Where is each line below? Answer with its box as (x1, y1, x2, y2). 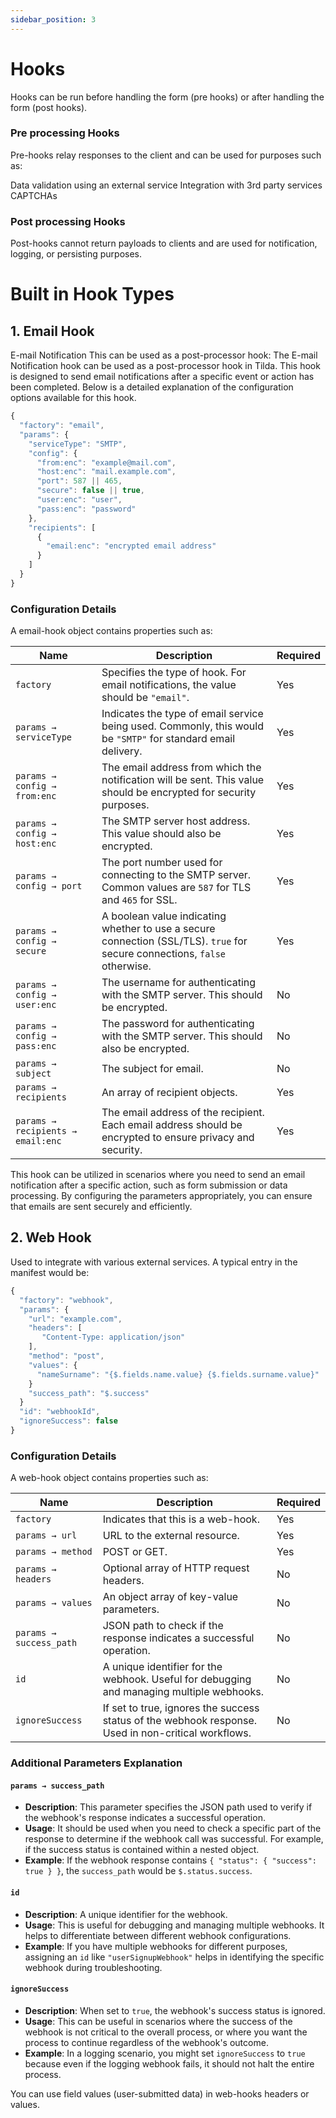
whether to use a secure (101, 922, 216, 936)
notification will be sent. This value (101, 773, 265, 787)
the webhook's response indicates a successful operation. (24, 1812, 266, 1824)
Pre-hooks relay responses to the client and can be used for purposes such (10, 149, 322, 161)
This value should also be (101, 827, 222, 841)
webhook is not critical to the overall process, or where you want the (24, 2026, 308, 2038)
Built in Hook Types (10, 283, 175, 306)
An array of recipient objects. (101, 1086, 238, 1100)
